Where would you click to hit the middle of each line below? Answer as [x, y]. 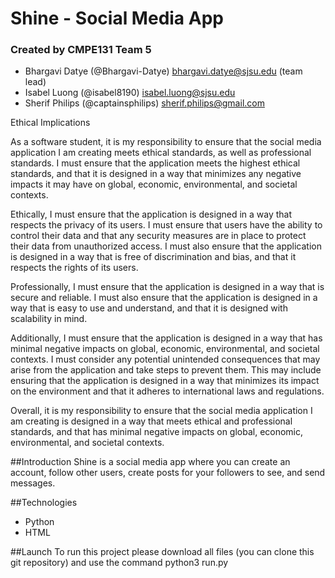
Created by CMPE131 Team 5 [81, 50]
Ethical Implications [50, 123]
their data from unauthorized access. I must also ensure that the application [166, 246]
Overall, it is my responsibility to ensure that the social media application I [161, 411]
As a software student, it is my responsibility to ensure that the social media [166, 142]
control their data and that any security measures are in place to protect [158, 236]
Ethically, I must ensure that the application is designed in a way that [151, 214]
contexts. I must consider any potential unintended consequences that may [165, 359]
